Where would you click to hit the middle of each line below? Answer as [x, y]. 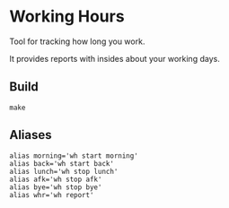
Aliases [31, 135]
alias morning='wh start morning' [74, 156]
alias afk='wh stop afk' [56, 179]
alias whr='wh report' [52, 195]
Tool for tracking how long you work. [77, 41]
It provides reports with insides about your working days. [114, 58]
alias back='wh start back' [62, 163]
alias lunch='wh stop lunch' [64, 171]
